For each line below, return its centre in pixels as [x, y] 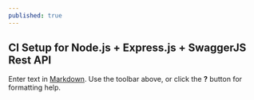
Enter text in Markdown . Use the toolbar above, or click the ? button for [125, 79]
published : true [35, 15]
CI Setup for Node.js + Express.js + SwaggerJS [127, 48]
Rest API [30, 60]
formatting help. [35, 87]
